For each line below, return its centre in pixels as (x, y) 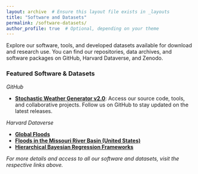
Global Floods (32, 134)
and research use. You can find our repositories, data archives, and (89, 52)
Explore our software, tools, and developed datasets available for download (99, 45)
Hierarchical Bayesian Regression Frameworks (74, 146)
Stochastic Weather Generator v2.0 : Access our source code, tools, (100, 98)
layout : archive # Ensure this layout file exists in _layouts (88, 12)
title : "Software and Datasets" (46, 17)
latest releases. (33, 111)
